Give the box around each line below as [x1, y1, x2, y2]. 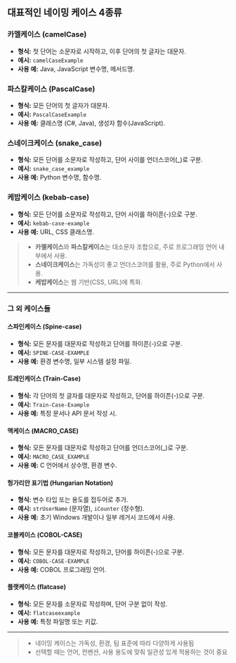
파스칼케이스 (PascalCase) [7, 84, 96, 94]
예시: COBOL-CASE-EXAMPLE [17, 556, 90, 565]
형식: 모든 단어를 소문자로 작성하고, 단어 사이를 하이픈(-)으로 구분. [17, 210, 198, 218]
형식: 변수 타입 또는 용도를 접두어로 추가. [17, 495, 129, 504]
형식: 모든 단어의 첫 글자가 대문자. [17, 101, 110, 109]
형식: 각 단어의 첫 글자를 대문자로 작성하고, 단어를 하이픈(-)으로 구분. [17, 391, 205, 399]
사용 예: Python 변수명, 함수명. [17, 173, 102, 182]
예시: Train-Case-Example [17, 400, 90, 409]
